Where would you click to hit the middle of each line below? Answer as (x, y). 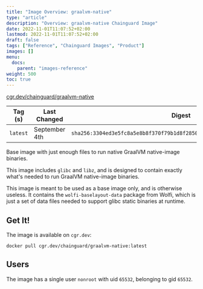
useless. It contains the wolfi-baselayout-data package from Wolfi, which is (101, 195)
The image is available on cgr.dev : (49, 234)
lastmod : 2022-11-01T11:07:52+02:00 (52, 35)
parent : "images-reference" (52, 68)
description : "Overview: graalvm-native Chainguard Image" (82, 23)
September (50, 130)
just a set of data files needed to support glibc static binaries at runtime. (96, 201)
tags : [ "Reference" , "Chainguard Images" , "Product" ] (76, 46)
